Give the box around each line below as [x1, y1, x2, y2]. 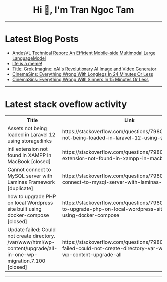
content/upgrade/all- [7, 245, 58, 252]
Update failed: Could [7, 226, 56, 233]
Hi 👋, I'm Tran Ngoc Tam [33, 4, 134, 16]
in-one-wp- [7, 251, 38, 258]
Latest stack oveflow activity [5, 99, 127, 110]
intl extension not [7, 145, 48, 152]
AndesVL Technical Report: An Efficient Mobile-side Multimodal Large [12, 50, 156, 56]
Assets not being [7, 125, 47, 132]
